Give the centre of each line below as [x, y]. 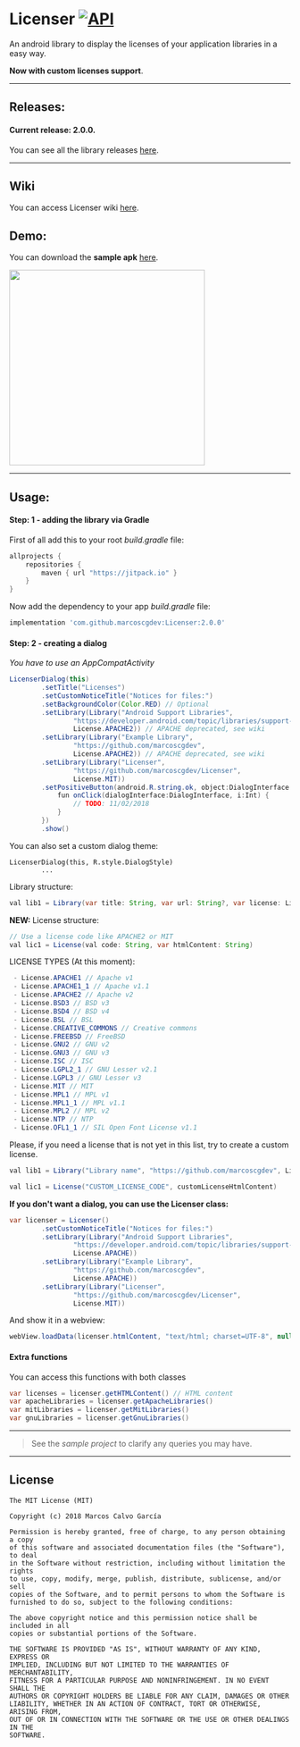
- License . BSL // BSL [53, 1020]
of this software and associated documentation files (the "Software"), [147, 1547]
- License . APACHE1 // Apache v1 [73, 978]
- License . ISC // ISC [53, 1062]
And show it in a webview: [57, 1320]
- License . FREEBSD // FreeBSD [69, 1037]
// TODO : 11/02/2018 [111, 804]
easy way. [28, 53]
